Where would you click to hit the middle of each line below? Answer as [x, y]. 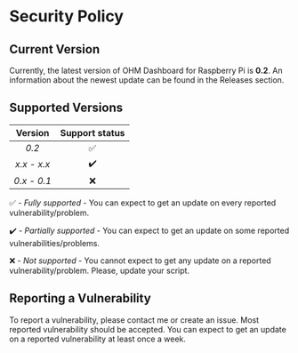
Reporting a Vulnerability [80, 298]
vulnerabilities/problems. [55, 243]
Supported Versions [66, 108]
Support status [93, 132]
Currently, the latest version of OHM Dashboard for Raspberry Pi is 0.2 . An [146, 70]
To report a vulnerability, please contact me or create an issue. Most [134, 320]
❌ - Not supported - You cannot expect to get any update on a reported [140, 261]
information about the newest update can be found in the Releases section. [147, 80]
